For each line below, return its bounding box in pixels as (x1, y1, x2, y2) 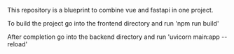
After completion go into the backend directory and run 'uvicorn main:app (7, 33, 221, 41)
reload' (7, 40, 28, 48)
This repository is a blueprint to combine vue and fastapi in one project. (7, 6, 214, 14)
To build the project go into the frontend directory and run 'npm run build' (7, 19, 219, 27)
